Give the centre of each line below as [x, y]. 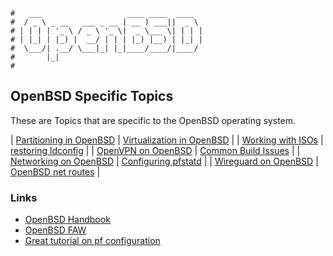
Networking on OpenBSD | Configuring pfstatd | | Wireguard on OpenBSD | [164, 161]
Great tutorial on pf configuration [92, 241]
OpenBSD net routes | [55, 171]
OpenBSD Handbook [67, 220]
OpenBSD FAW [55, 230]
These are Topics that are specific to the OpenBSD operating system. [153, 120]
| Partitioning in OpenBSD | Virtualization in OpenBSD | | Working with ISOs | [167, 140]
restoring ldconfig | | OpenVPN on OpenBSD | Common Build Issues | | [155, 150]
